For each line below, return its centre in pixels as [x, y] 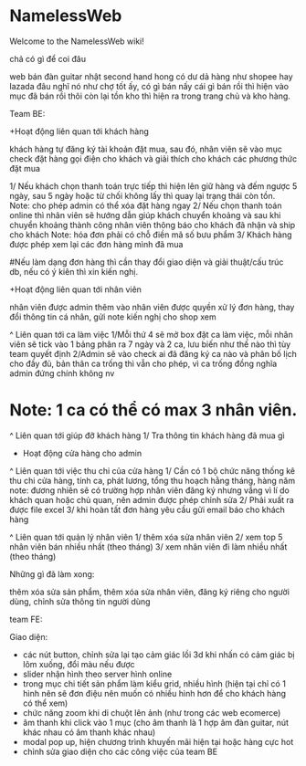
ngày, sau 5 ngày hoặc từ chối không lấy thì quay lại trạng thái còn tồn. [142, 195]
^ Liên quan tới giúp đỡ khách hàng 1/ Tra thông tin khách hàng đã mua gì [147, 435]
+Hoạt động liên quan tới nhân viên [75, 289]
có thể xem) [45, 703]
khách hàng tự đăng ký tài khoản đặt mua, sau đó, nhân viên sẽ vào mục [146, 149]
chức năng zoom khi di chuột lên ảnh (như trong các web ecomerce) [152, 712]
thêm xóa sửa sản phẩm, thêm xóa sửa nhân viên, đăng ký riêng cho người [150, 592]
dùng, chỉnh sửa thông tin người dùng [80, 601]
